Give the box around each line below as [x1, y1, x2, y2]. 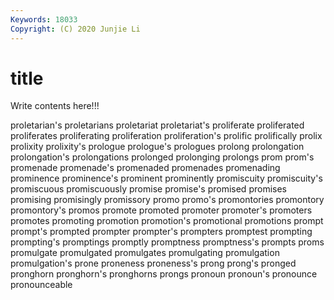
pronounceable [10, 279, 73, 291]
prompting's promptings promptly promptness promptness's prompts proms [10, 236, 325, 248]
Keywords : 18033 [10, 14, 78, 25]
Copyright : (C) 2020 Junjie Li [10, 24, 141, 34]
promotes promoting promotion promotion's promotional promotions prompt [10, 215, 324, 227]
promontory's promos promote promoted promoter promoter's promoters [10, 204, 313, 216]
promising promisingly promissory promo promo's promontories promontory [10, 194, 325, 206]
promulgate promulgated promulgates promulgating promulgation [10, 247, 280, 259]
